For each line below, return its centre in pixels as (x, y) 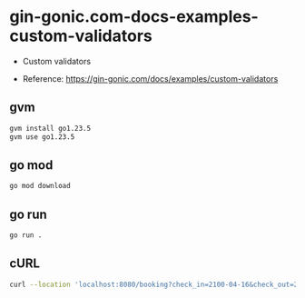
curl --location (40, 284)
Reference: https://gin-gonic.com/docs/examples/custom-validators (150, 78)
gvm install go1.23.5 (50, 128)
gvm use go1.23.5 (42, 137)
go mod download (40, 186)
